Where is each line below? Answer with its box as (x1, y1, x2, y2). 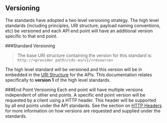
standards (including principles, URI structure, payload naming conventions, (5, 22, 161, 28)
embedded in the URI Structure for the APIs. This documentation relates (5, 72, 153, 78)
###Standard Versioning (5, 42, 56, 49)
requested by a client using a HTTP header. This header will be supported (5, 97, 157, 103)
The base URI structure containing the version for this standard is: (17, 52, 153, 58)
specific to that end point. (5, 33, 58, 39)
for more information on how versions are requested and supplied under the (5, 108, 161, 114)
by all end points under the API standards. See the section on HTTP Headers (5, 102, 162, 109)
